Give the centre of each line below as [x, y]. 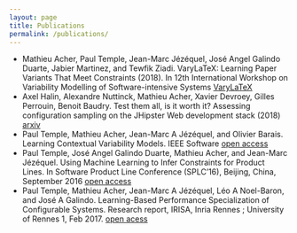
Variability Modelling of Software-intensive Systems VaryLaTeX [137, 87]
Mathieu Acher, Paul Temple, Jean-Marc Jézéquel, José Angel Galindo [151, 59]
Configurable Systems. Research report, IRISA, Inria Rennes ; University [153, 210]
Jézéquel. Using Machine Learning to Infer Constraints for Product [143, 163]
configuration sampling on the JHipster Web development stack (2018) [151, 115]
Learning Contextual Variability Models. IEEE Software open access [145, 144]
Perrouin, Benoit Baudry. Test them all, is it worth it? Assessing [136, 106]
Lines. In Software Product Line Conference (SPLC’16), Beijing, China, [149, 172]
